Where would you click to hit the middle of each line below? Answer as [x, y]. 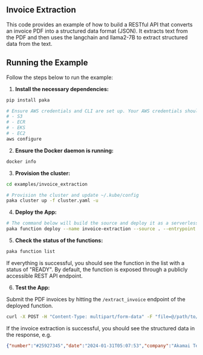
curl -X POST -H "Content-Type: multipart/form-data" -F [79, 316]
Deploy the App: [36, 212]
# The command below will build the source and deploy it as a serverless [102, 223]
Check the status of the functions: [59, 240]
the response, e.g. [29, 334]
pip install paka [28, 100]
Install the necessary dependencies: [62, 89]
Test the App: [32, 287]
